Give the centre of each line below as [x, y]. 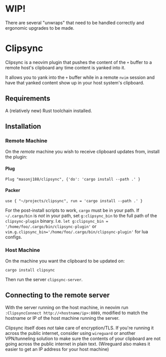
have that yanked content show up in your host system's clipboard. [75, 82]
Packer [13, 190]
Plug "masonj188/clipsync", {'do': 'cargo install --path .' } [73, 179]
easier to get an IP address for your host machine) [57, 349]
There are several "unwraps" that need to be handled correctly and [75, 23]
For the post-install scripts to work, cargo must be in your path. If [72, 210]
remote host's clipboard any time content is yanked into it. [65, 67]
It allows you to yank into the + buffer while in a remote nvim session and [80, 77]
